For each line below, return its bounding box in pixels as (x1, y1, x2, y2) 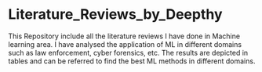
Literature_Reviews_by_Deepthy (8, 5, 223, 23)
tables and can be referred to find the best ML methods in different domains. (8, 56, 256, 66)
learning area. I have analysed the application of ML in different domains (8, 39, 242, 49)
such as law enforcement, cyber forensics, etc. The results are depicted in (8, 48, 249, 57)
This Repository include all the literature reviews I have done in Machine (8, 31, 241, 41)
